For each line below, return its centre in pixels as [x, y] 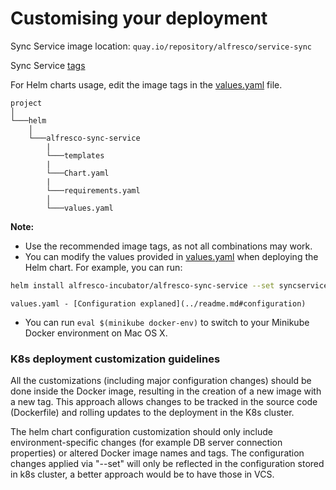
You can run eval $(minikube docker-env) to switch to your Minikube [167, 322]
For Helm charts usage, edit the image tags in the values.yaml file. [146, 84]
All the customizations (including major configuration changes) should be [161, 381]
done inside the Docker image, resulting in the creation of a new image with [166, 391]
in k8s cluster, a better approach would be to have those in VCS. [142, 474]
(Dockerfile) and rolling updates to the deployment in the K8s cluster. [152, 413]
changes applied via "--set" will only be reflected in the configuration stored [167, 464]
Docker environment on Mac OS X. [96, 333]
